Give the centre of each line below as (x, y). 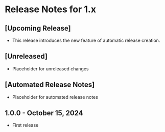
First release (25, 125)
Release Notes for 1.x (51, 9)
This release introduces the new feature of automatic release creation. (86, 40)
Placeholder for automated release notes (55, 97)
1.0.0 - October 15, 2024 (44, 113)
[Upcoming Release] (38, 28)
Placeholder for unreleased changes (50, 69)
